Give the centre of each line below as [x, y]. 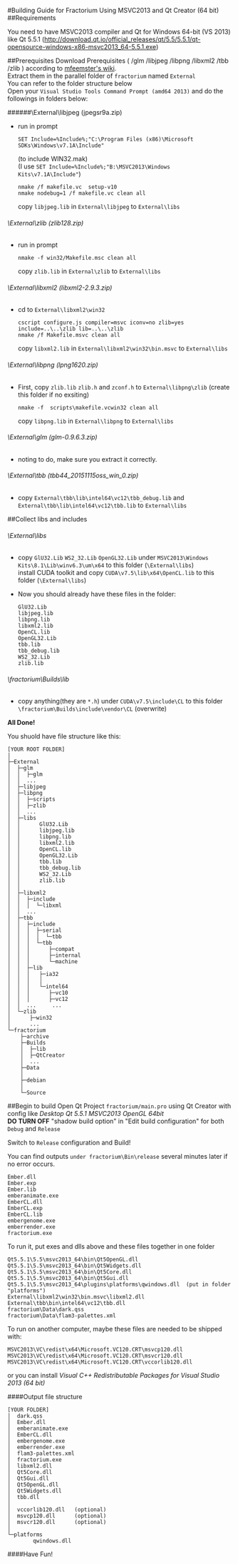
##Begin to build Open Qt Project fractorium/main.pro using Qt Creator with [119, 1106]
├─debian [33, 1080]
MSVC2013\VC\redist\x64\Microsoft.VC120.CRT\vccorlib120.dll [100, 1362]
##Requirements [32, 18]
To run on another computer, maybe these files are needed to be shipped [115, 1329]
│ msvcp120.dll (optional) [57, 1516]
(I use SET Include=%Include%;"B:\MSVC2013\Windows [94, 166]
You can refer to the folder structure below [70, 83]
